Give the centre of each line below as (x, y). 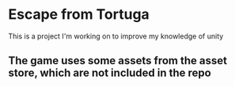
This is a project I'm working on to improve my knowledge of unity (116, 36)
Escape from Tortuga (79, 14)
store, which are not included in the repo (110, 73)
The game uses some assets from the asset (118, 61)
